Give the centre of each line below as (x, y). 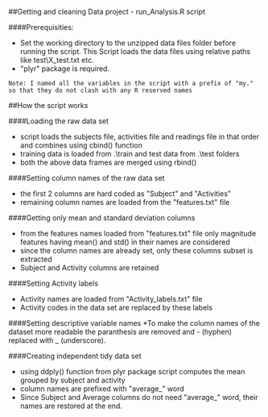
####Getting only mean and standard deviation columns (102, 218)
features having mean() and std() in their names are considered (125, 242)
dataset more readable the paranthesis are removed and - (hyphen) (120, 332)
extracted (36, 259)
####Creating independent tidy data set (75, 356)
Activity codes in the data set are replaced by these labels (116, 307)
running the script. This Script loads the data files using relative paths (135, 51)
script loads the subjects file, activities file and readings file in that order (140, 137)
